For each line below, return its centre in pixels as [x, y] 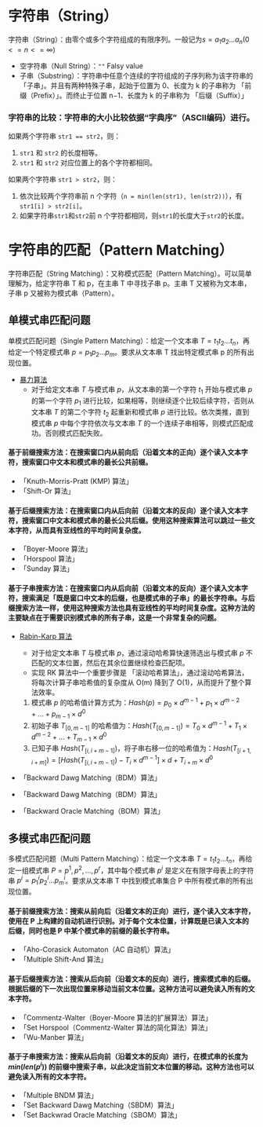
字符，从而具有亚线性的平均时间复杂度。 [80, 530]
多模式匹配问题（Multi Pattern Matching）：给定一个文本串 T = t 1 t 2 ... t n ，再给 [130, 860]
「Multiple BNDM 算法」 [58, 1096]
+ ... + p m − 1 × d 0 [58, 714]
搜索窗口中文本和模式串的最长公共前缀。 [87, 462]
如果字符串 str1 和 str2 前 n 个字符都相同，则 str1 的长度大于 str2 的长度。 [134, 216]
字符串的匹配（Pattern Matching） [121, 250]
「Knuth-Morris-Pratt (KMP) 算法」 [76, 481]
